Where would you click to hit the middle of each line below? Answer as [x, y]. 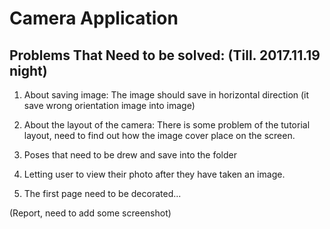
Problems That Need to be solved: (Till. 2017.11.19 [165, 55]
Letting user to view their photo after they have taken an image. [154, 174]
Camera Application [94, 18]
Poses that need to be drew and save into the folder [130, 155]
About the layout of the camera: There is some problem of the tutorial [167, 125]
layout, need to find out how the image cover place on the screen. [159, 135]
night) [28, 70]
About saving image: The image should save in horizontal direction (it [166, 95]
